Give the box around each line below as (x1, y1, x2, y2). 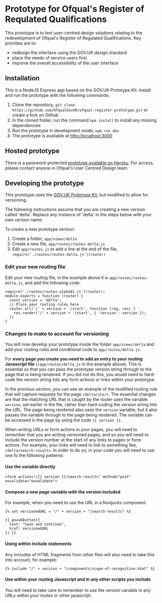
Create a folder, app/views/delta (12, 236, 77, 242)
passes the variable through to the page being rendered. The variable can (5, 412, 153, 417)
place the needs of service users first (12, 55, 87, 60)
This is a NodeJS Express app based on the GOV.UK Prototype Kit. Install (5, 87, 151, 93)
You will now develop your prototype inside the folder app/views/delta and (5, 341, 154, 347)
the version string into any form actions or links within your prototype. (16, 377, 156, 382)
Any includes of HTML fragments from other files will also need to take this (5, 551, 155, 557)
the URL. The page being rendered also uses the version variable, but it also (5, 407, 158, 413)
